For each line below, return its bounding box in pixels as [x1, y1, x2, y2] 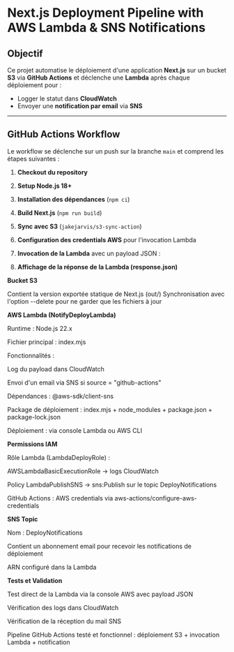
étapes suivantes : [7, 154, 60, 163]
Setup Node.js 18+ [17, 181, 72, 190]
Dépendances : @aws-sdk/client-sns [7, 392, 114, 400]
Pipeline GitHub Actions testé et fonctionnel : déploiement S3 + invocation [7, 630, 220, 639]
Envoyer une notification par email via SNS [17, 102, 143, 110]
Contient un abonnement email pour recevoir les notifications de [7, 542, 192, 550]
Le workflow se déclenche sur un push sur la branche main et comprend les [7, 147, 224, 155]
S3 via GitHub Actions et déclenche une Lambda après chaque [7, 73, 190, 82]
